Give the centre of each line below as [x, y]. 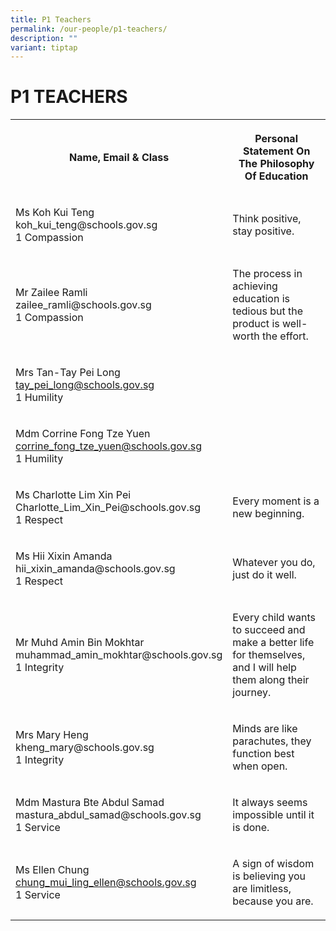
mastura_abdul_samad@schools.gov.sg [108, 815]
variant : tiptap [44, 47]
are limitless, [262, 889]
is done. [251, 828]
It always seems [270, 803]
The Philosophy [276, 164]
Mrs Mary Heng [52, 735]
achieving [255, 286]
